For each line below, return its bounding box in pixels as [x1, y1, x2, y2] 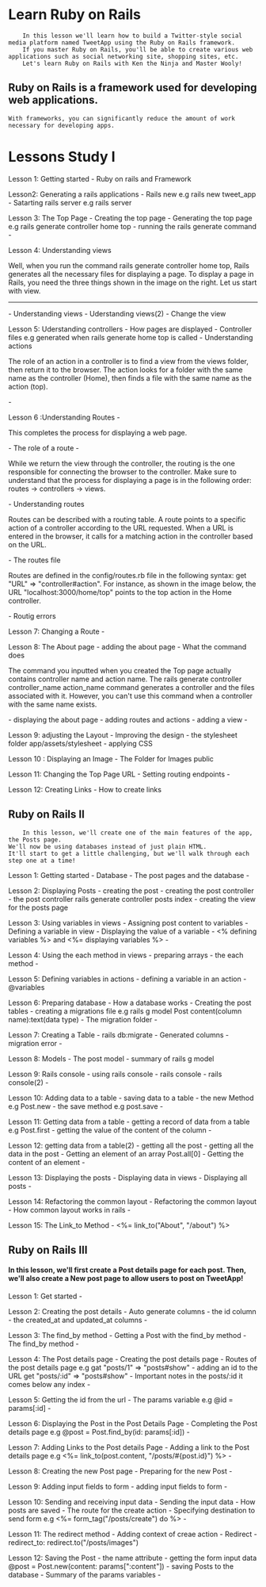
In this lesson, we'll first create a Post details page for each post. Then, [8, 1265, 247, 1275]
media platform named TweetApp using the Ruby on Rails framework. [8, 38, 236, 47]
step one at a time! [8, 857, 77, 864]
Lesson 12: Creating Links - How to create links [8, 784, 162, 794]
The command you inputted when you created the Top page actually [8, 665, 232, 675]
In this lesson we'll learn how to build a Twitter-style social [22, 32, 243, 40]
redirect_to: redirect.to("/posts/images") [8, 1538, 139, 1547]
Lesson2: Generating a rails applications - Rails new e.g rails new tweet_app [8, 189, 256, 199]
